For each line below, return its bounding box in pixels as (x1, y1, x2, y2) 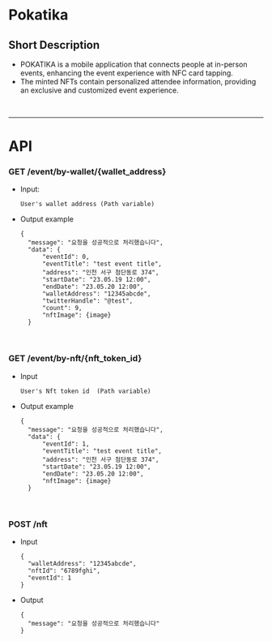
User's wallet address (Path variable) (19, 200, 155, 209)
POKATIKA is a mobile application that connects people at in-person (19, 59, 248, 69)
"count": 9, (41, 304, 83, 312)
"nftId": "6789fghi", (28, 567, 101, 575)
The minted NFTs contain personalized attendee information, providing (19, 77, 257, 86)
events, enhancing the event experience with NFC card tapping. (19, 68, 233, 78)
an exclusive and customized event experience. (19, 85, 180, 95)
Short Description (8, 38, 100, 52)
